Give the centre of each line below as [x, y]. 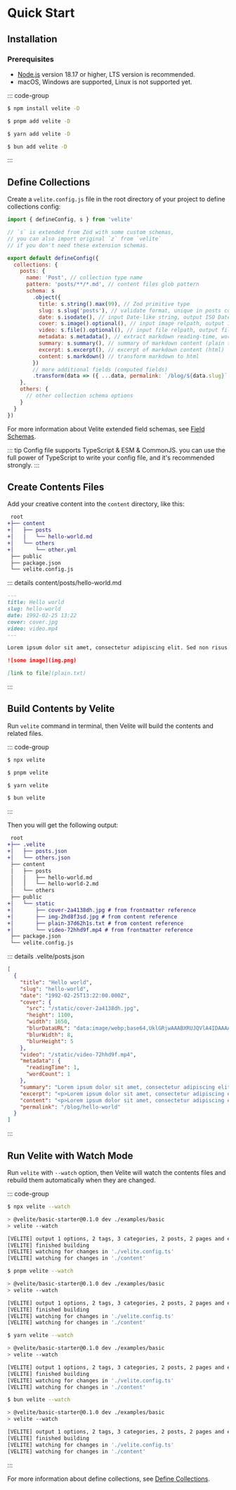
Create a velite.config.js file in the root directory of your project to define [117, 199]
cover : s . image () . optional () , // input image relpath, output [131, 324]
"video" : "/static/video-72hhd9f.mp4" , [78, 1054]
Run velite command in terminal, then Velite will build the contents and [111, 726]
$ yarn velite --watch [40, 1336]
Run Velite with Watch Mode [70, 1156]
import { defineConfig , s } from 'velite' [70, 220]
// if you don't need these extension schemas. [78, 245]
